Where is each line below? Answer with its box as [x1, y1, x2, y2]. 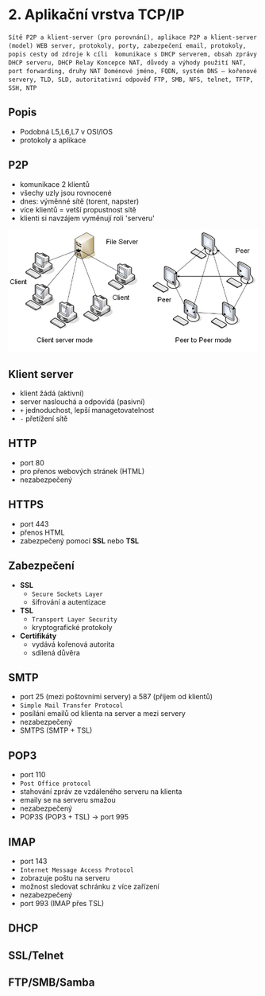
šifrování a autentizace [31, 597, 106, 606]
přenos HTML [19, 527, 65, 537]
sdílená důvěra [31, 648, 81, 657]
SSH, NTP [8, 84, 37, 92]
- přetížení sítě [19, 414, 68, 423]
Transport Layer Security [31, 615, 117, 624]
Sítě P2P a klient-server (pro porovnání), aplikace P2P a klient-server [8, 33, 258, 41]
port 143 [19, 856, 48, 866]
